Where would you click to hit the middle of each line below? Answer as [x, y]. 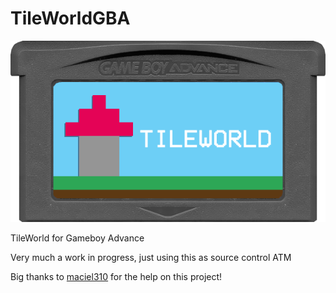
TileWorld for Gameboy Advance [77, 238]
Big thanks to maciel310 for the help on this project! [116, 277]
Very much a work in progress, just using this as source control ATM [151, 258]
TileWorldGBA [70, 18]
